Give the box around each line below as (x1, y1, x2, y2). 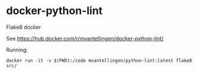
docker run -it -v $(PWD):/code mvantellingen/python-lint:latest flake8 (6, 58, 193, 63)
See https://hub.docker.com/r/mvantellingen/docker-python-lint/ (6, 35, 164, 42)
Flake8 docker (6, 23, 41, 31)
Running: (6, 46, 28, 53)
